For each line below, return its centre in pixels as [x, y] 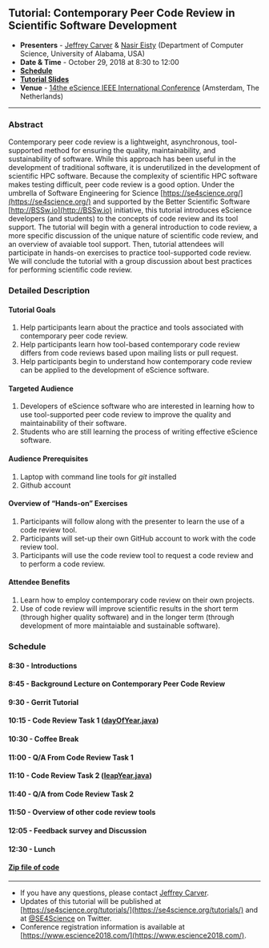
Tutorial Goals [32, 310]
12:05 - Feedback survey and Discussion [77, 830]
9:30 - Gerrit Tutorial [44, 702]
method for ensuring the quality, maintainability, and [130, 151]
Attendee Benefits [39, 582]
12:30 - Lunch [32, 849]
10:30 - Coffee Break [44, 739]
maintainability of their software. [73, 423]
